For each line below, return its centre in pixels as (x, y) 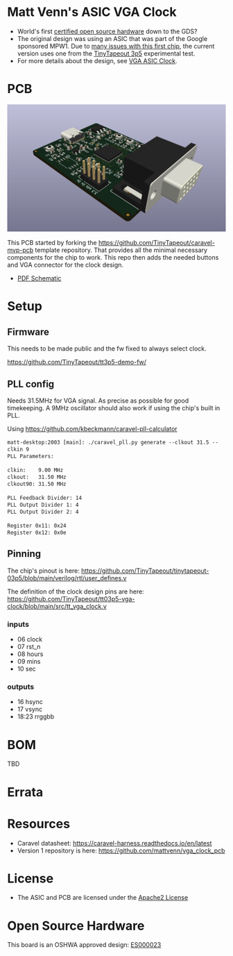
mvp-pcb (20, 250)
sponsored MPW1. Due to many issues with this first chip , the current (116, 46)
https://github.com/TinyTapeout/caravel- (156, 243)
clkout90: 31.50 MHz (37, 484)
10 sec (26, 669)
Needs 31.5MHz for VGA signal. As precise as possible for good (98, 401)
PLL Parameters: (31, 456)
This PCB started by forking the (52, 243)
